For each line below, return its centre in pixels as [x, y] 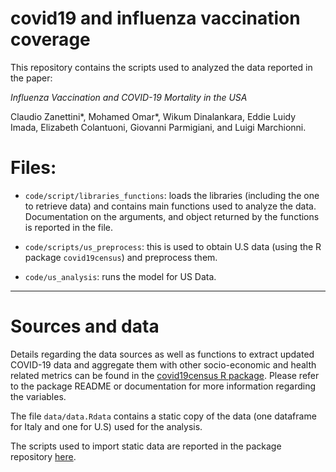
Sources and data [85, 326]
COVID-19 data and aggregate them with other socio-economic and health [163, 364]
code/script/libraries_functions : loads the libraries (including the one [172, 195]
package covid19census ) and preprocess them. [121, 257]
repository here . [43, 456]
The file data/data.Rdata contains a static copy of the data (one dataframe [163, 416]
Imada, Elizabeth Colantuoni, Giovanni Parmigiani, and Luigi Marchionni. [158, 127]
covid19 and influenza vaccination [155, 18]
